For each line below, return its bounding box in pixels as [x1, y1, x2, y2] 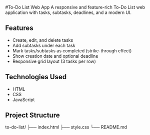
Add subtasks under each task [12, 42, 76, 48]
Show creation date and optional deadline [12, 53, 98, 59]
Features [5, 24, 33, 32]
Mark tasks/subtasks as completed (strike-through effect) [12, 47, 132, 54]
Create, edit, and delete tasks [12, 37, 73, 43]
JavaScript [12, 97, 35, 103]
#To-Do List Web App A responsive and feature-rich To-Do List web [5, 4, 145, 10]
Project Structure [5, 111, 60, 120]
